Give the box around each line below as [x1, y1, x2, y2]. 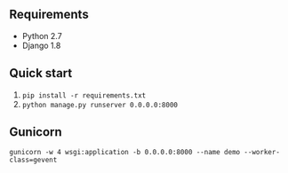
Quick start [9, 66, 73, 81]
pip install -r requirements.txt [21, 90, 147, 100]
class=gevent [9, 155, 58, 165]
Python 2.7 [21, 30, 62, 41]
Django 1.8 [21, 40, 61, 51]
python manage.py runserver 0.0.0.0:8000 [21, 100, 178, 109]
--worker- [244, 148, 280, 157]
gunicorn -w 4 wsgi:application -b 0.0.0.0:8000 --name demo [9, 148, 241, 157]
